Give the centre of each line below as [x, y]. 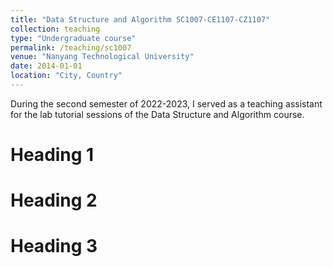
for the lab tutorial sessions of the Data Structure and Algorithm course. [157, 114]
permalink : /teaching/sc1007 [71, 47]
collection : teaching [55, 29]
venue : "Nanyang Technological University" [102, 57]
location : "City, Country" [66, 76]
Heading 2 [54, 200]
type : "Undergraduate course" [73, 38]
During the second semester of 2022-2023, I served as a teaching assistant [166, 103]
